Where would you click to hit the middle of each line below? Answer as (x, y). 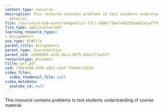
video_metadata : (21, 81)
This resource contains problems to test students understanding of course (79, 100)
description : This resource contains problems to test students (71, 14)
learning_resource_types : (31, 32)
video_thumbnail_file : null (38, 77)
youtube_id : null (27, 86)
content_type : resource (29, 9)
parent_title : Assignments (32, 46)
